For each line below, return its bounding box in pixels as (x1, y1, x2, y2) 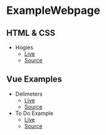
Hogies (15, 44, 34, 51)
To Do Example (15, 110, 54, 117)
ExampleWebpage (6, 4, 101, 18)
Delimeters (15, 90, 43, 97)
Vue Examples (6, 74, 62, 85)
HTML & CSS (6, 28, 56, 38)
